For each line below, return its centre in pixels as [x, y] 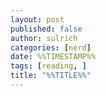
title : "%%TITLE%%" [51, 76]
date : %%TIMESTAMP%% [53, 57]
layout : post [37, 19]
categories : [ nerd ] [51, 47]
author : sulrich [44, 38]
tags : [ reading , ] [48, 66]
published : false [46, 29]
